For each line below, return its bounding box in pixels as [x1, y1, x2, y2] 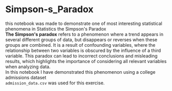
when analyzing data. [5, 64, 51, 70]
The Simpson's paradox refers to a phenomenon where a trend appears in [5, 31, 163, 37]
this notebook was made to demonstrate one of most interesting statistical [5, 20, 163, 26]
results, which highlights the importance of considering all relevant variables [5, 58, 167, 64]
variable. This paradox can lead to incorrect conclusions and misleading [5, 52, 158, 59]
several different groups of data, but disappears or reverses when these [5, 37, 158, 43]
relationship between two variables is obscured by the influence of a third [5, 47, 161, 53]
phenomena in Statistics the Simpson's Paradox [5, 25, 106, 32]
